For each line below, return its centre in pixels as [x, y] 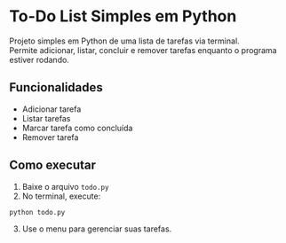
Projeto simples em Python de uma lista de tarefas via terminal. [124, 41]
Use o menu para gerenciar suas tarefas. [97, 229]
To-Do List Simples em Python [123, 16]
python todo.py [37, 212]
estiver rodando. [39, 59]
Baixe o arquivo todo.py [65, 186]
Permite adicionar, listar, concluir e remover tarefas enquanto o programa [143, 50]
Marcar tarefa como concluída [77, 128]
